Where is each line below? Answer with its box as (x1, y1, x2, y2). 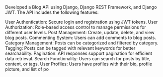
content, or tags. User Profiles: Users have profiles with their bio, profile (5, 61, 153, 67)
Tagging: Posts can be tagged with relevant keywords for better (5, 45, 136, 51)
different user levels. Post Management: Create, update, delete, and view (5, 30, 155, 35)
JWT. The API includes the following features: (5, 9, 99, 15)
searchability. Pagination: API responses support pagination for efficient (5, 50, 153, 56)
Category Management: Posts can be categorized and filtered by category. (5, 40, 159, 46)
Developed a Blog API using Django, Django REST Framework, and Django (5, 4, 157, 10)
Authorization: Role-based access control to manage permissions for (5, 24, 146, 30)
